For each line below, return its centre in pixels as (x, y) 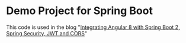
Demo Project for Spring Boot (79, 11)
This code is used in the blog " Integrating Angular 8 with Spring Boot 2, (93, 27)
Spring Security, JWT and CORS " (47, 33)
